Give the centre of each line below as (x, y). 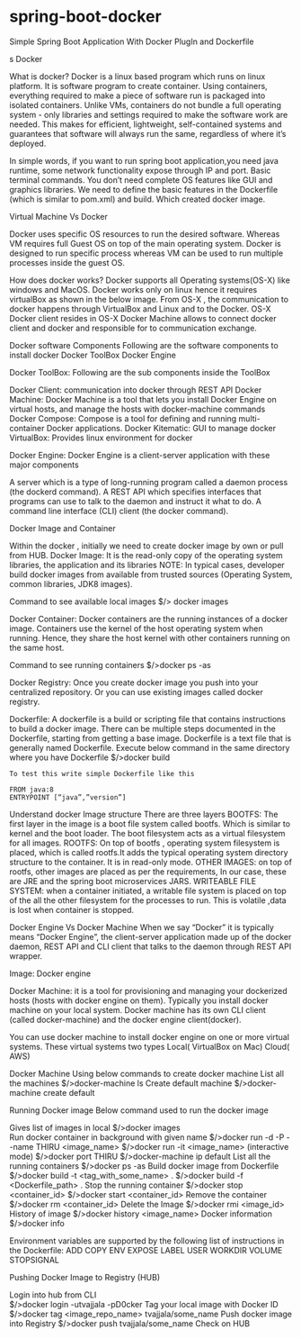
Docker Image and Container (62, 528)
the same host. (37, 647)
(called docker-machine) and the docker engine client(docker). (125, 1019)
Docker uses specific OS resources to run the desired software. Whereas (145, 234)
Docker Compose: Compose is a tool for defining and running (123, 418)
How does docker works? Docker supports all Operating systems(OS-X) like (150, 280)
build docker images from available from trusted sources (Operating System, (151, 574)
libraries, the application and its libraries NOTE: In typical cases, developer (147, 565)
